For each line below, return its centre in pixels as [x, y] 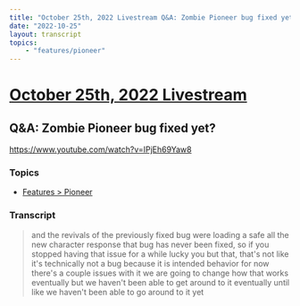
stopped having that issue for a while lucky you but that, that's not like [160, 254]
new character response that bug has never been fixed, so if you [150, 244]
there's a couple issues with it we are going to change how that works [159, 273]
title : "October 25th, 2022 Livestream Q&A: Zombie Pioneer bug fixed [143, 17]
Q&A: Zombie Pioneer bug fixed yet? [112, 127]
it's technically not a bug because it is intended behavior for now [150, 263]
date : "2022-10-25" [46, 26]
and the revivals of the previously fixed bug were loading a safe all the [160, 234]
